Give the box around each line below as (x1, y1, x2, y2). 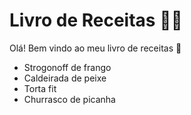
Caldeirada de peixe (23, 72, 107, 84)
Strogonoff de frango (23, 61, 112, 73)
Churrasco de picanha (23, 93, 116, 105)
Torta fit (23, 82, 57, 94)
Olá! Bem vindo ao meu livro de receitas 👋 (9, 42, 182, 54)
